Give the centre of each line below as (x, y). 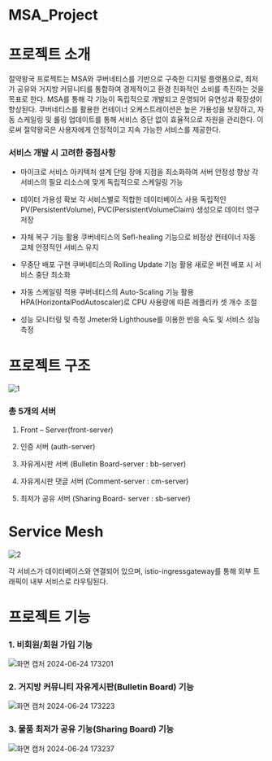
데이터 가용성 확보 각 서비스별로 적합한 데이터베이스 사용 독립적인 (123, 199)
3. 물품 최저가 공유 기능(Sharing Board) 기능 (91, 729)
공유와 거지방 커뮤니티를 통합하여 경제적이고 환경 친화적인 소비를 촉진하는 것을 (140, 89)
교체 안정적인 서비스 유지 (59, 247)
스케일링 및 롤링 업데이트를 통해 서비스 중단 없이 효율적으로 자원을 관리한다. (136, 120)
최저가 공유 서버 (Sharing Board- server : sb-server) (105, 498)
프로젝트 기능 (50, 617)
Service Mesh (56, 531)
